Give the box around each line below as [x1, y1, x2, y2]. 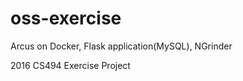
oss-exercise [10, 7, 122, 30]
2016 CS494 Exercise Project [10, 59, 131, 71]
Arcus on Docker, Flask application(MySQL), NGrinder [10, 40, 233, 52]
